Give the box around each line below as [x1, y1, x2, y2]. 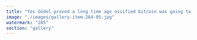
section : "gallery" [6, 25, 54, 31]
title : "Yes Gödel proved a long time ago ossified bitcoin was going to [6, 8, 192, 15]
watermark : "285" [6, 19, 49, 25]
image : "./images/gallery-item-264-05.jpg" [6, 14, 115, 20]
